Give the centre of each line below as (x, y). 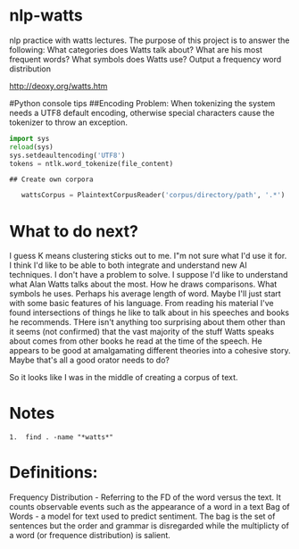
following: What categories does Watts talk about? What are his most (136, 49)
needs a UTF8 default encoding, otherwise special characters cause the (142, 112)
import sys (29, 138)
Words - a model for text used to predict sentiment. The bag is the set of (142, 516)
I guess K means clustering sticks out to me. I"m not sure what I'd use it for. (148, 256)
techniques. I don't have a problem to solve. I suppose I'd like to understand (149, 275)
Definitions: (54, 473)
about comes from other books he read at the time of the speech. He (136, 341)
